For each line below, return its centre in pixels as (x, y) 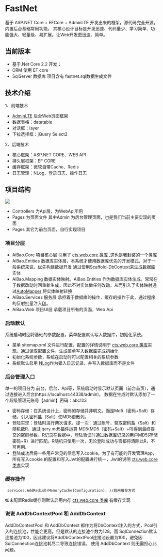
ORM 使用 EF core (30, 70)
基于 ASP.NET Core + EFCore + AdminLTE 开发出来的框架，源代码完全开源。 (81, 22)
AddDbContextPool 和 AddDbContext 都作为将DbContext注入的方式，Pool (79, 525)
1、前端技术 (16, 105)
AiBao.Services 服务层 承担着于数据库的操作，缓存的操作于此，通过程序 (84, 297)
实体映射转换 (60, 291)
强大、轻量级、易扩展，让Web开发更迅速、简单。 (58, 34)
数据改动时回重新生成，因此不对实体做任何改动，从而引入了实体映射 (84, 285)
